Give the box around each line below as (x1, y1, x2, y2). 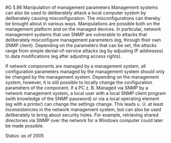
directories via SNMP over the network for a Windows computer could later (5, 117, 163, 123)
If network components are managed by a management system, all (5, 63, 146, 69)
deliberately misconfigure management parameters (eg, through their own (5, 37, 161, 43)
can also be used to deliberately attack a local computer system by (5, 10, 146, 16)
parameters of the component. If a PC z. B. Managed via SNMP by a (5, 85, 149, 91)
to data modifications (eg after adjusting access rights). (5, 53, 122, 59)
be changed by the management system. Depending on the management (5, 74, 159, 80)
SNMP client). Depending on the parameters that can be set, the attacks (5, 42, 157, 48)
